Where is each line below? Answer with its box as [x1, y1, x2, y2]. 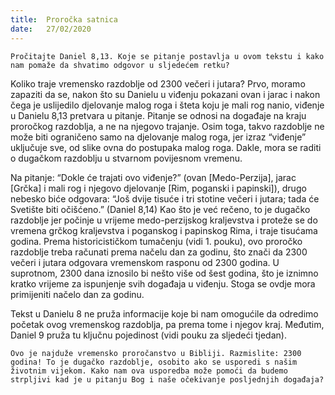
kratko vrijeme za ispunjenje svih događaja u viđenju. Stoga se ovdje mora [10, 277, 316, 290]
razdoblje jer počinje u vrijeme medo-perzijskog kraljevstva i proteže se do [10, 214, 318, 226]
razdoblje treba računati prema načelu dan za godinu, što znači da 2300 [10, 246, 308, 258]
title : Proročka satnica [10, 14, 118, 25]
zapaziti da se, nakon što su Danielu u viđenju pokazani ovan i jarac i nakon [10, 88, 321, 100]
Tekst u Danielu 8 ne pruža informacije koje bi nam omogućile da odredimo [10, 307, 319, 320]
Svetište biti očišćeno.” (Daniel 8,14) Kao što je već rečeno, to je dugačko [10, 203, 311, 215]
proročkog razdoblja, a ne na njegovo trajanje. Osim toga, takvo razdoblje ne [10, 120, 325, 132]
